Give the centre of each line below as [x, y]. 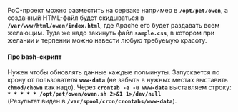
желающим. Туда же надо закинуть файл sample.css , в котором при [111, 33]
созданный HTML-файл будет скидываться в [76, 18]
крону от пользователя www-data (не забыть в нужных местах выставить [118, 80]
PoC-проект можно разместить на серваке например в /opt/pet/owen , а [118, 10]
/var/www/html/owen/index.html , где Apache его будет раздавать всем [114, 25]
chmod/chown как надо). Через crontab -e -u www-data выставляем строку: [120, 87]
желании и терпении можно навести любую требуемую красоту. [107, 40]
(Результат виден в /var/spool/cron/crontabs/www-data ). [92, 101]
